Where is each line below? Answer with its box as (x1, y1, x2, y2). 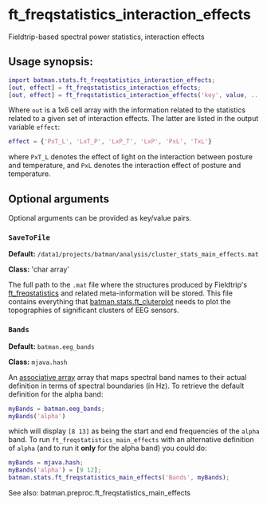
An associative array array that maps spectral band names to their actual (8, 372, 247, 382)
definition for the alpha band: (8, 389, 104, 399)
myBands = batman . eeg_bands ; (8, 405, 105, 413)
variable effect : (8, 122, 61, 132)
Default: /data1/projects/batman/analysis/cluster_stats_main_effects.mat (8, 249, 259, 259)
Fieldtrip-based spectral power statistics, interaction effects (8, 32, 205, 41)
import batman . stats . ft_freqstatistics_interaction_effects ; (8, 76, 216, 84)
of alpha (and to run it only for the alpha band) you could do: (8, 444, 207, 453)
